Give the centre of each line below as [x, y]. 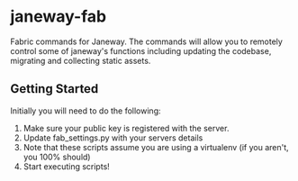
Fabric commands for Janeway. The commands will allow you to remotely [146, 41]
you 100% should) [57, 157]
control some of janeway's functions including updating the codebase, [141, 50]
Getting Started [54, 89]
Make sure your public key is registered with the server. [126, 128]
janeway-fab [59, 17]
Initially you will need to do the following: [86, 111]
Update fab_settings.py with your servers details [113, 138]
